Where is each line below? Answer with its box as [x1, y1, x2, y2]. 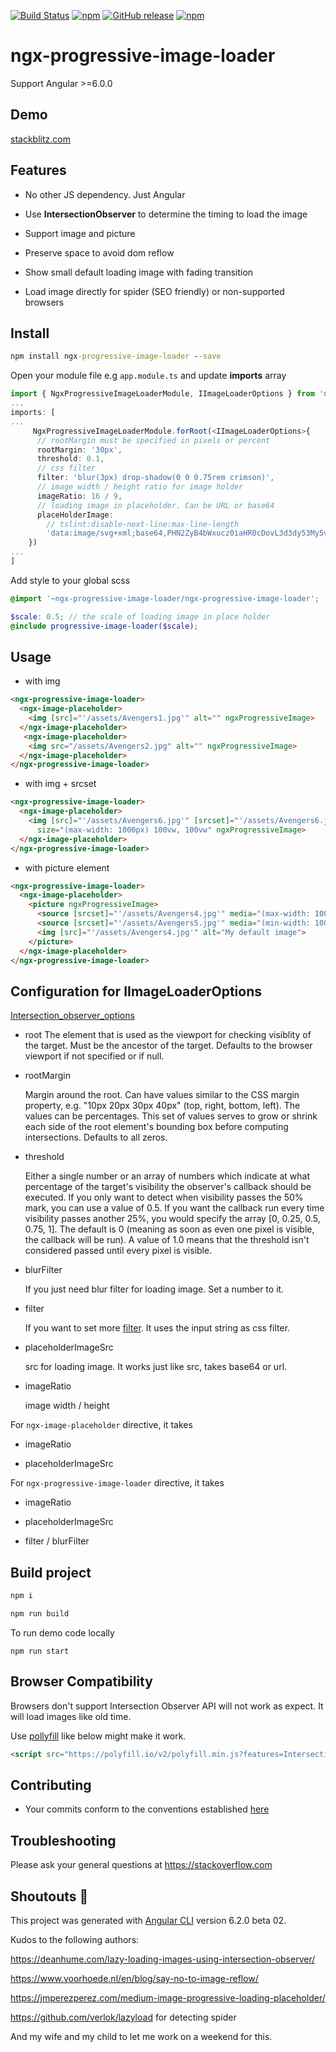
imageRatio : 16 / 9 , [36, 491, 123, 501]
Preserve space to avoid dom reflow [24, 246, 175, 259]
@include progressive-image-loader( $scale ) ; [10, 621, 199, 631]
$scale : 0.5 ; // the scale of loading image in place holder [10, 611, 271, 622]
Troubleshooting [10, 1832, 117, 1849]
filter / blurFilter [24, 1535, 90, 1547]
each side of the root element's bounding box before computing [24, 1121, 289, 1133]
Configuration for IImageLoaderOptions [10, 983, 263, 1000]
